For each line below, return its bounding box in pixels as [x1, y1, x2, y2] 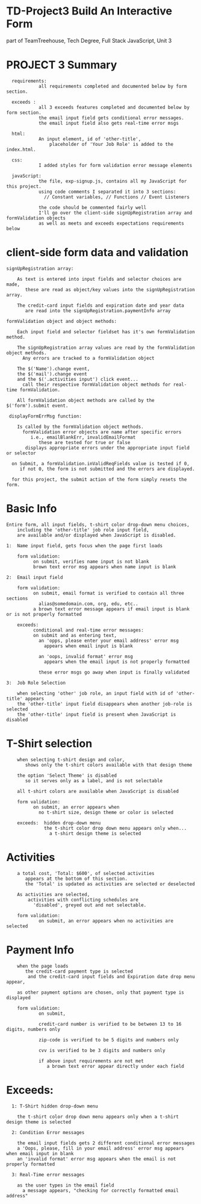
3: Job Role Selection [6, 680, 66, 686]
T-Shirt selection [6, 736, 93, 750]
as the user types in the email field [17, 1182, 114, 1188]
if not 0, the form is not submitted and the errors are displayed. [19, 466, 196, 472]
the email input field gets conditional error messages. [38, 114, 185, 121]
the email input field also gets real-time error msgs [38, 120, 179, 126]
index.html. [6, 146, 36, 152]
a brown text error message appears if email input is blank [32, 606, 190, 612]
